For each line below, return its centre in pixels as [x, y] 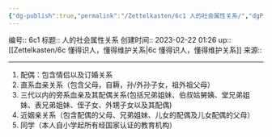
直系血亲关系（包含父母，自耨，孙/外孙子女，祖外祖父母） [117, 85]
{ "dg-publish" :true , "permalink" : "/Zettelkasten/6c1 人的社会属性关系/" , [129, 16]
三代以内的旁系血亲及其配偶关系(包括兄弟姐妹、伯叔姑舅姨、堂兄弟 [131, 94]
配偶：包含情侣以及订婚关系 [66, 74]
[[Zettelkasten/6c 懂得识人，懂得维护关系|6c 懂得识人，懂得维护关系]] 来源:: [135, 50]
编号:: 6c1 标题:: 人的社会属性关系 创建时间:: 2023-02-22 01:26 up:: [120, 39]
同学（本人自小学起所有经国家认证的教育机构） [98, 125]
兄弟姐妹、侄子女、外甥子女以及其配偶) [107, 105]
